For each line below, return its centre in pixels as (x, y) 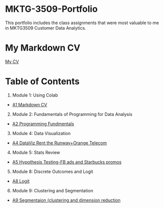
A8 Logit (21, 181)
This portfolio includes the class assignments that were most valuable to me (82, 23)
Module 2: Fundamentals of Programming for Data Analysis (72, 114)
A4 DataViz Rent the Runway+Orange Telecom (59, 143)
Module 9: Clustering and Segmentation (53, 190)
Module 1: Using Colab (35, 95)
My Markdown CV (43, 48)
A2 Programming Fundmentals (43, 124)
